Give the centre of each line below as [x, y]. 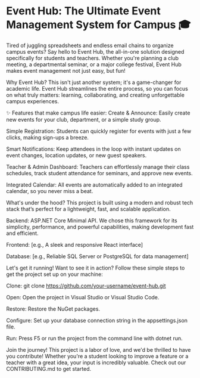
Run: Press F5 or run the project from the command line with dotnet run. [94, 338]
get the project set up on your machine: [54, 274]
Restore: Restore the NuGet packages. [53, 309]
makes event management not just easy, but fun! [66, 70]
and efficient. [22, 233]
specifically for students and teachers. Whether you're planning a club [93, 58]
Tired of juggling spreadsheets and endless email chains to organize [90, 45]
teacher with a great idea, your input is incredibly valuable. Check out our [96, 362]
